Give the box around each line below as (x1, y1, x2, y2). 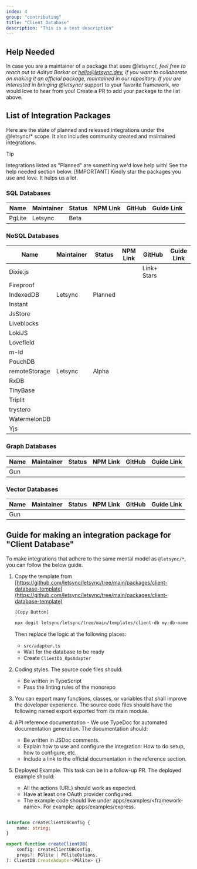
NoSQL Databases (6, 232, 59, 240)
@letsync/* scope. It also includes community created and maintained (6, 132, 176, 140)
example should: (14, 772, 55, 780)
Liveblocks (9, 319, 39, 327)
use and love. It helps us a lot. (6, 174, 78, 181)
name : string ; (16, 825, 51, 831)
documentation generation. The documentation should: (14, 725, 148, 732)
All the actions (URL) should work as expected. (23, 784, 137, 791)
